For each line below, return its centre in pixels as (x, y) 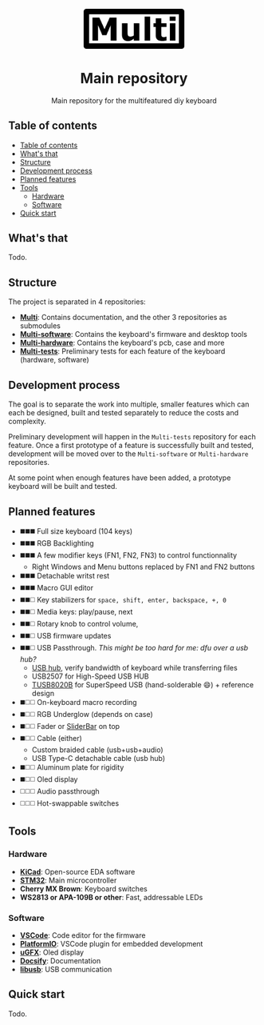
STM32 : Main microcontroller (68, 880)
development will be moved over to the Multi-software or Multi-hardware (128, 454)
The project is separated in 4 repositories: (77, 302)
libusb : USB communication (66, 969)
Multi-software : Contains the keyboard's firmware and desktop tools (133, 334)
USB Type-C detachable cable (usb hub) (99, 758)
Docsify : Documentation (60, 960)
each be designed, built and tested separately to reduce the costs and (124, 413)
